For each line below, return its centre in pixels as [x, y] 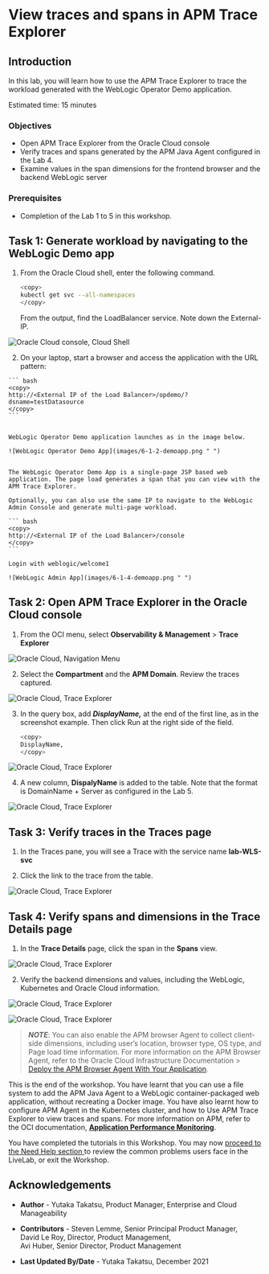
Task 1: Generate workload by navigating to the [128, 241]
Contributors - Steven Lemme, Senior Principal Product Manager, [129, 1228]
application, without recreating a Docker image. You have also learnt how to [133, 1102]
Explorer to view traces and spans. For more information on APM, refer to [129, 1119]
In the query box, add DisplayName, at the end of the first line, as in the [139, 714]
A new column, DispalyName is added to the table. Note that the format [139, 783]
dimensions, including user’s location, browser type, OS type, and [153, 1043]
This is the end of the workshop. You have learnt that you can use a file [126, 1085]
